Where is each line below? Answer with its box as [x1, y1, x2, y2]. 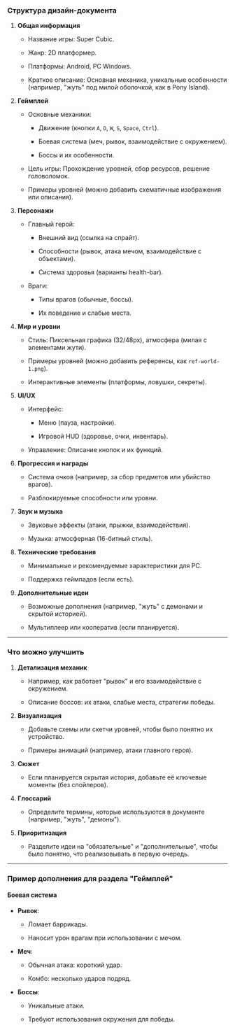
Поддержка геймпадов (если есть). [27, 575, 134, 584]
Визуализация [17, 711, 62, 719]
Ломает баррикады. [27, 919, 88, 929]
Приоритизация [17, 828, 67, 837]
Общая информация [17, 22, 80, 30]
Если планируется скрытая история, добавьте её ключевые [27, 772, 208, 782]
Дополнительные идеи [17, 588, 89, 597]
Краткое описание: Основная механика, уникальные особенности [27, 76, 227, 84]
